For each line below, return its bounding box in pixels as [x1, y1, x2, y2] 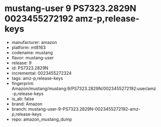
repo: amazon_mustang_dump [11, 116, 72, 122]
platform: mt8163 [11, 44, 46, 50]
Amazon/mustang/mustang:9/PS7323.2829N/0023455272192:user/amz [11, 85, 156, 91]
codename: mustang [11, 49, 53, 56]
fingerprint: [11, 80, 34, 86]
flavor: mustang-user [11, 55, 54, 60]
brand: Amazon [11, 101, 43, 107]
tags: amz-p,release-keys [11, 75, 64, 81]
